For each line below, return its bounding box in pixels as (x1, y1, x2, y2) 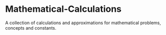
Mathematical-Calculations (5, 3, 122, 15)
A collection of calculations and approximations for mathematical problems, (5, 20, 161, 26)
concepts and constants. (5, 25, 57, 31)
